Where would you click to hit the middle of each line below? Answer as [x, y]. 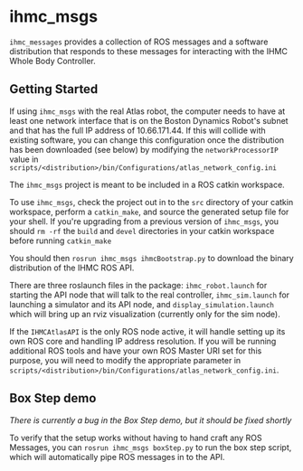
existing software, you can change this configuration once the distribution [147, 140]
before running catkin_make [61, 240]
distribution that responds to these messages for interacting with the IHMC [148, 51]
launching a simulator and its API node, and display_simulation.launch [142, 304]
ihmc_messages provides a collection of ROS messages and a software [139, 42]
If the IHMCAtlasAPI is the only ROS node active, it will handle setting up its [147, 331]
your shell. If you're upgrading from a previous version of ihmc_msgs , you [144, 221]
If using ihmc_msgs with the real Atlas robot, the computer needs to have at [147, 111]
